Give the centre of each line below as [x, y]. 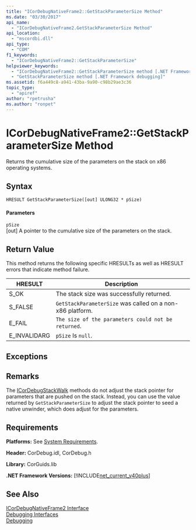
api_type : [18, 45]
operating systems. [29, 168]
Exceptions [27, 356]
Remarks [23, 376]
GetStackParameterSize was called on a [109, 303]
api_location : [23, 33]
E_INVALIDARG [30, 336]
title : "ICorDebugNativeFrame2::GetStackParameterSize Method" [85, 11]
